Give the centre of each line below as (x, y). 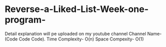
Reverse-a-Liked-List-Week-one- (77, 9)
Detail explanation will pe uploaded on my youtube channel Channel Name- (83, 33)
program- (25, 20)
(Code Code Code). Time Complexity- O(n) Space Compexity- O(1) (74, 39)
